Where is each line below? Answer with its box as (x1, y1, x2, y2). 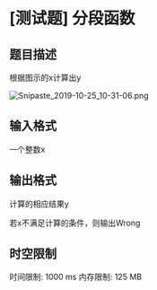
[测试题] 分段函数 (9, 8, 135, 29)
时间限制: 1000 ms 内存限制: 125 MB (9, 271, 142, 283)
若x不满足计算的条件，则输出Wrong (9, 217, 141, 228)
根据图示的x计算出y (9, 73, 82, 83)
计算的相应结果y (9, 198, 69, 209)
